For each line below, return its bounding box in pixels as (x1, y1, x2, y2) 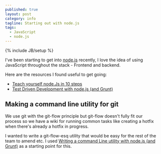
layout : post (5, 12, 32, 17)
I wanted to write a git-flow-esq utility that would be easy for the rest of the (5, 133, 156, 138)
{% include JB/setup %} (5, 47, 54, 53)
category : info (5, 16, 36, 21)
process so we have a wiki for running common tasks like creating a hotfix (5, 118, 154, 124)
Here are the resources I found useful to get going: (5, 71, 107, 77)
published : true (5, 7, 38, 12)
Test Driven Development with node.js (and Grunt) (12, 86, 113, 92)
